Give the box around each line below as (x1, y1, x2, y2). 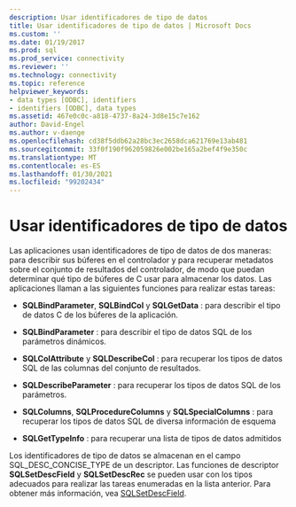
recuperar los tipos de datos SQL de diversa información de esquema (21, 416, 277, 426)
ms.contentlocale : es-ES (9, 161, 101, 170)
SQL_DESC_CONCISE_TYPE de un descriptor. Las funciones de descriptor (9, 460, 279, 471)
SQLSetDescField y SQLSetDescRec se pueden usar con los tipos (9, 469, 253, 480)
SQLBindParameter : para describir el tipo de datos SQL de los (21, 327, 253, 338)
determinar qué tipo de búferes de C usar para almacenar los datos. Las (9, 274, 272, 285)
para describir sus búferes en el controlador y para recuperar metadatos (9, 254, 274, 266)
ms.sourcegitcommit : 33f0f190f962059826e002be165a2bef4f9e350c (9, 144, 248, 153)
